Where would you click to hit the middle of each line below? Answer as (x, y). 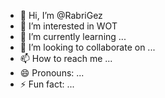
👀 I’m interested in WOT (68, 26)
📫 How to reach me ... (66, 58)
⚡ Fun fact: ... (47, 84)
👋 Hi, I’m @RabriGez (61, 15)
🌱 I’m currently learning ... (73, 36)
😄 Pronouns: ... (52, 73)
